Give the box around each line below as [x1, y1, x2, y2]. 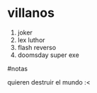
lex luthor [17, 35, 45, 44]
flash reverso [17, 43, 57, 51]
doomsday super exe [17, 51, 79, 59]
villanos [7, 5, 55, 21]
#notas [7, 64, 28, 73]
